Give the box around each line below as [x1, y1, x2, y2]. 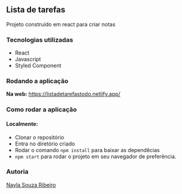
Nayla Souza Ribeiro [6, 181, 56, 188]
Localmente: [6, 120, 38, 128]
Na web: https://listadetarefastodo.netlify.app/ [6, 90, 121, 98]
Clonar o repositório [14, 134, 65, 141]
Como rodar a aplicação [6, 105, 77, 114]
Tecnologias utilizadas [6, 35, 74, 44]
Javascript [14, 56, 41, 63]
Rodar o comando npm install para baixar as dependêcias [14, 146, 160, 153]
